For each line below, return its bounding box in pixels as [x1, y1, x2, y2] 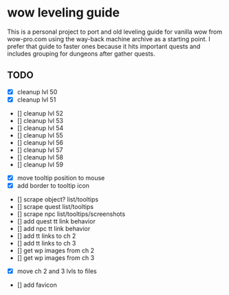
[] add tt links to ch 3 [17, 239, 76, 247]
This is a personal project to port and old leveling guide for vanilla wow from [7, 28, 222, 36]
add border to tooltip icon [17, 181, 89, 190]
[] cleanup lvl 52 [17, 109, 64, 118]
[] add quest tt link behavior [17, 217, 96, 225]
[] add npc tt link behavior [17, 225, 91, 232]
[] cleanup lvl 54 [17, 124, 64, 132]
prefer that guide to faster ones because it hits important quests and [7, 42, 201, 50]
